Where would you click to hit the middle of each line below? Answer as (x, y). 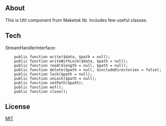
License (18, 107)
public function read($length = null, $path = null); (71, 65)
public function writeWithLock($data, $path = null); (71, 61)
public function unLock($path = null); (56, 78)
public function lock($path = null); (53, 74)
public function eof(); (39, 87)
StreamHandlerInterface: (31, 48)
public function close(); (41, 91)
